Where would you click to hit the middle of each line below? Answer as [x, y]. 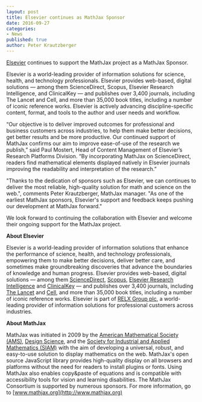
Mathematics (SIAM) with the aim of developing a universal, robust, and [95, 347]
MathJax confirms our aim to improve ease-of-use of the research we [93, 143]
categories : [21, 29]
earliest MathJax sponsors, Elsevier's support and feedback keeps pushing [100, 200]
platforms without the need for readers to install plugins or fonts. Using [94, 366]
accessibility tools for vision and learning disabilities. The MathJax [89, 379]
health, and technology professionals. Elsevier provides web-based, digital [99, 80]
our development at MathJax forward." [54, 206]
